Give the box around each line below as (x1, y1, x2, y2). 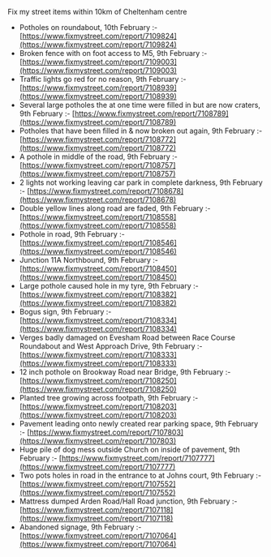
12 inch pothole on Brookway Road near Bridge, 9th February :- (19, 367, 231, 376)
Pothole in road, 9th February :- (19, 229, 125, 238)
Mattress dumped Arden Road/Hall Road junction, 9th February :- (19, 496, 238, 506)
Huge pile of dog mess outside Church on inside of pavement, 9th (19, 445, 240, 454)
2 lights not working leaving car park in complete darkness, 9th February (19, 178, 263, 187)
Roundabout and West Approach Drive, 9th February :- (19, 341, 203, 351)
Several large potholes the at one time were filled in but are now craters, (19, 101, 261, 109)
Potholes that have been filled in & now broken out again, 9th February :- (19, 126, 263, 135)
